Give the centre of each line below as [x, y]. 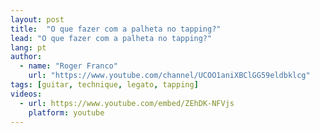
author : [26, 57]
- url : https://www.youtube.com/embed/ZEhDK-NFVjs [127, 103]
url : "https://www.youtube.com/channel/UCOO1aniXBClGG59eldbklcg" [169, 76]
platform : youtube [66, 112]
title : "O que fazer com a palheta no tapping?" [116, 29]
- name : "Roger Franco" [68, 66]
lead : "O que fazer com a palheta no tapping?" [111, 38]
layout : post [37, 19]
